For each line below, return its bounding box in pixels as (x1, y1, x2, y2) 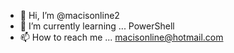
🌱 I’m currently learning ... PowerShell (19, 20, 175, 32)
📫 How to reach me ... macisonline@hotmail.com (19, 31, 224, 43)
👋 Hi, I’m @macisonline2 (19, 10, 120, 21)
